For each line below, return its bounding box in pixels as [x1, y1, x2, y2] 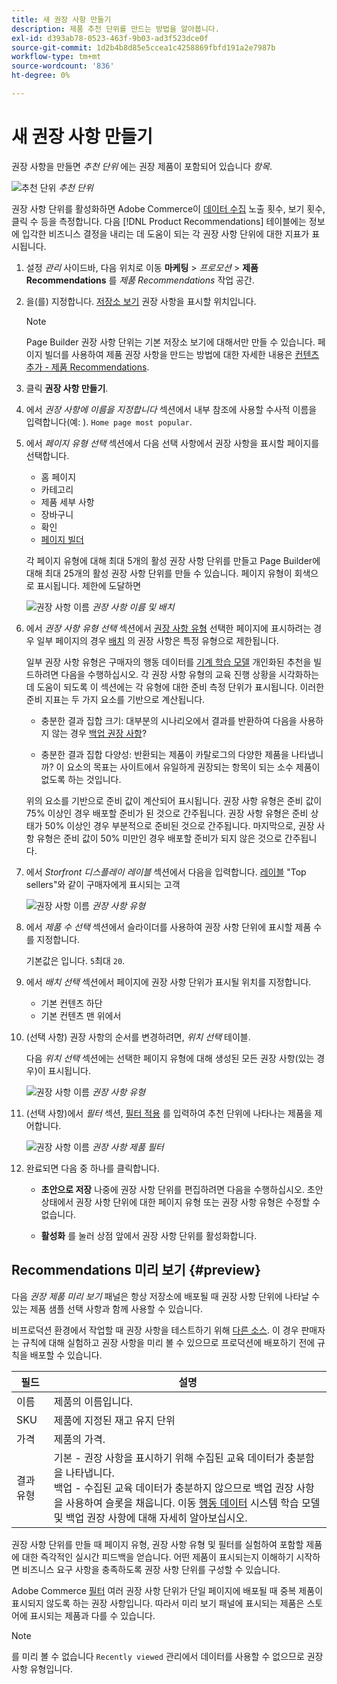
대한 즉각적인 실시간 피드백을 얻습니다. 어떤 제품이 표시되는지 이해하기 [21, 1551, 294, 1563]
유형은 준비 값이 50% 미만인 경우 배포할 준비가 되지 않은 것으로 [36, 832, 283, 844]
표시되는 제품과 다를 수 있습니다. [29, 1609, 156, 1621]
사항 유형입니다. [11, 1662, 74, 1675]
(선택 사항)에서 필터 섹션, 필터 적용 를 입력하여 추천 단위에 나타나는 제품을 [25, 1107, 313, 1119]
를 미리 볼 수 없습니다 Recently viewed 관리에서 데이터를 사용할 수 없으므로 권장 [11, 1650, 324, 1662]
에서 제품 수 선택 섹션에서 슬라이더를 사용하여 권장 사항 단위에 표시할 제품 [25, 921, 312, 933]
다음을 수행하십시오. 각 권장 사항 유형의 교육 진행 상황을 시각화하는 [60, 668, 320, 680]
